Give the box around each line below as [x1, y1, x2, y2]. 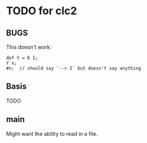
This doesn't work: [6, 43, 52, 50]
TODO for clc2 [6, 4, 77, 18]
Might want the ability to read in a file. [6, 130, 98, 137]
